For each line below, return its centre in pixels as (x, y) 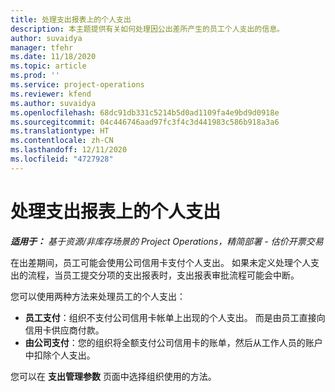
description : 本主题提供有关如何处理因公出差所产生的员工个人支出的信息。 (147, 29)
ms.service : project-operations (77, 85)
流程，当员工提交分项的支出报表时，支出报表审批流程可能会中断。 (163, 275)
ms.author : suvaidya (53, 103)
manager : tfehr (42, 47)
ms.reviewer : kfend (51, 94)
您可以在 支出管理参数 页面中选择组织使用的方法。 (113, 376)
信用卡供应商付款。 (64, 330)
